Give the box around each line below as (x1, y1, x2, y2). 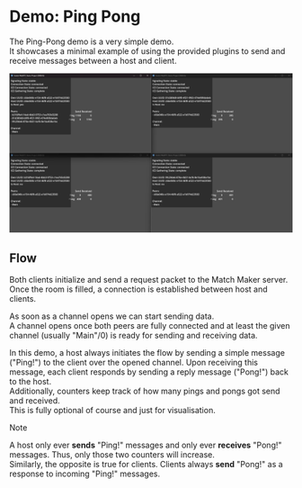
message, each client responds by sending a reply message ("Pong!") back (9, 366, 289, 377)
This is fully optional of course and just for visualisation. (9, 405, 216, 416)
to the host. (9, 376, 52, 387)
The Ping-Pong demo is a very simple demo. (9, 36, 174, 47)
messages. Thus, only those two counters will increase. (9, 449, 216, 460)
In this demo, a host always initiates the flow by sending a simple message (9, 348, 286, 358)
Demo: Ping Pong (9, 6, 141, 27)
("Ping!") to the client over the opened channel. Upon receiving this (9, 357, 259, 368)
